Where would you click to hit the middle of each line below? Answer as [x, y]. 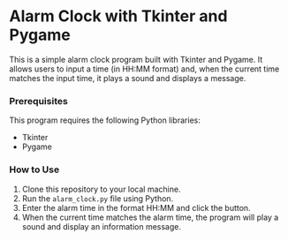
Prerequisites [38, 101]
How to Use [34, 169]
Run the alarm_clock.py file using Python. [98, 198]
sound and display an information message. [101, 226]
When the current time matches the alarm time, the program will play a [150, 217]
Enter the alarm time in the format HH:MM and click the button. [136, 207]
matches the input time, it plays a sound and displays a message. [128, 78]
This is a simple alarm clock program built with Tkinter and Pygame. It [136, 59]
